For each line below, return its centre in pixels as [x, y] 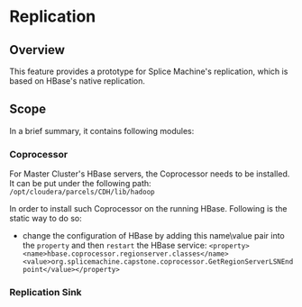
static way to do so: [46, 219]
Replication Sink [46, 293]
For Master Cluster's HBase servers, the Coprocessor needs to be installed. [150, 174]
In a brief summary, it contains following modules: [102, 131]
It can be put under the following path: [80, 184]
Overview [37, 50]
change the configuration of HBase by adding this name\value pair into [154, 236]
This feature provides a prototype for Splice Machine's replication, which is [149, 71]
